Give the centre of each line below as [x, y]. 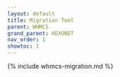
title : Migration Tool [41, 20]
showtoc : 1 [23, 46]
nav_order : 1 [26, 40]
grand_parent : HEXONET [41, 33]
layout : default [31, 14]
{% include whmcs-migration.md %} [61, 66]
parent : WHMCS [28, 27]
